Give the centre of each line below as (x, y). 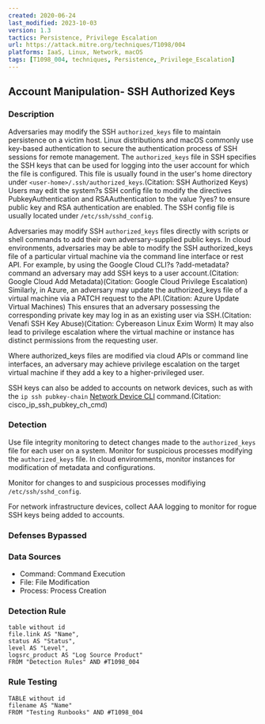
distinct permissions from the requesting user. (83, 340)
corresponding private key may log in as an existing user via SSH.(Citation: (130, 315)
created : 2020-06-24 (42, 15)
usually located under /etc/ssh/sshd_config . (81, 215)
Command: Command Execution (72, 574)
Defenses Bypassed (47, 535)
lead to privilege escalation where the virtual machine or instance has (121, 332)
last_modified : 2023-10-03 (53, 23)
